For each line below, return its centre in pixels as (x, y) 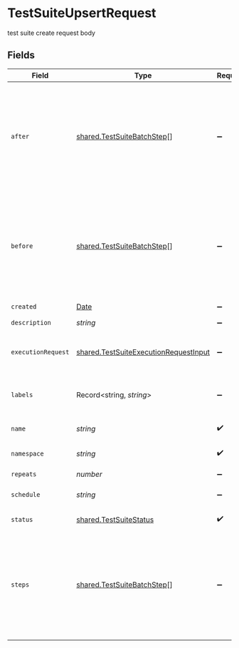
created (24, 307)
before (22, 246)
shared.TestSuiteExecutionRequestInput (143, 352)
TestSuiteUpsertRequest (82, 13)
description (31, 323)
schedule (26, 494)
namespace (27, 453)
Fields (21, 55)
